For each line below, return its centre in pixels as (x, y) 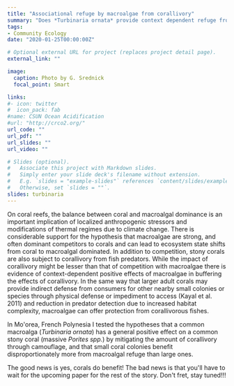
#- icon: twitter (32, 103)
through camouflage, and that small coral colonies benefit (90, 346)
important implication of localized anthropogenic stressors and (97, 222)
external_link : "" (34, 59)
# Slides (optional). (39, 162)
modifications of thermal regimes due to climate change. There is (101, 229)
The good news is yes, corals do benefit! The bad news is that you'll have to (116, 367)
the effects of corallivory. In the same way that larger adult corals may (108, 281)
